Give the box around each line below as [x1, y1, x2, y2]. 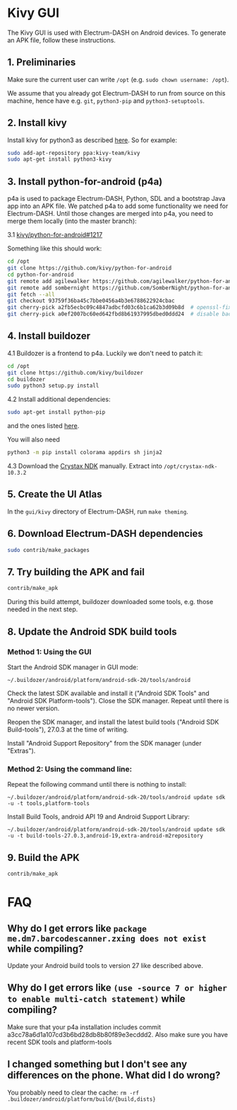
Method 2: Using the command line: [7, 764, 133, 774]
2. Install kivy [7, 117, 67, 129]
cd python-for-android [7, 271, 74, 278]
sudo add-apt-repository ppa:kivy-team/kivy [7, 149, 140, 156]
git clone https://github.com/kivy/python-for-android [7, 265, 172, 272]
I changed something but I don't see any [7, 1058, 188, 1070]
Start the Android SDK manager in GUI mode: [7, 663, 139, 671]
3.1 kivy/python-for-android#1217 [7, 231, 103, 239]
